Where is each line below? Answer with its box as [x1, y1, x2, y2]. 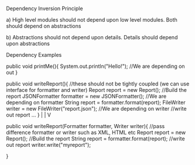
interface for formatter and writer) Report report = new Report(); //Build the [6, 87, 187, 93]
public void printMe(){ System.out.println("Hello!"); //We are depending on [6, 63, 186, 70]
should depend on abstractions [6, 23, 81, 29]
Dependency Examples [6, 51, 62, 58]
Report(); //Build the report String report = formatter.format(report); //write [6, 135, 186, 142]
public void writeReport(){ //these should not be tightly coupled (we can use [6, 80, 190, 87]
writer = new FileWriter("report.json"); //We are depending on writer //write [6, 105, 187, 112]
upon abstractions [6, 40, 50, 47]
